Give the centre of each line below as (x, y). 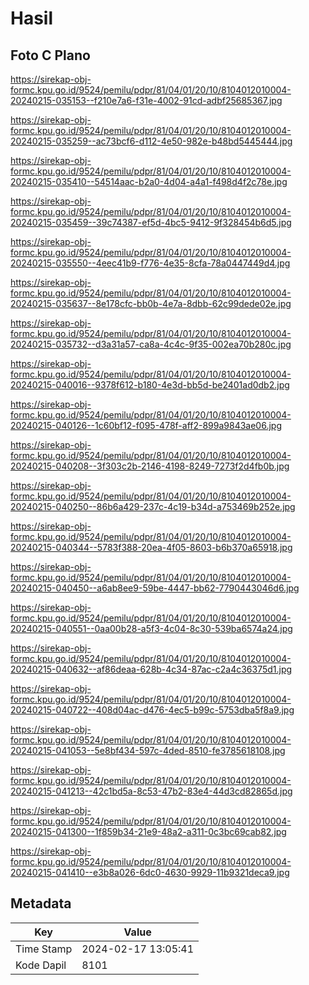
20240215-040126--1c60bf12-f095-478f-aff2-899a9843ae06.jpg (146, 425)
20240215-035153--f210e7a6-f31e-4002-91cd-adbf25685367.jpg (146, 100)
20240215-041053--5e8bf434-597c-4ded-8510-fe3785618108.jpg (148, 750)
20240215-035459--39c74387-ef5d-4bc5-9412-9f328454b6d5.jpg (151, 222)
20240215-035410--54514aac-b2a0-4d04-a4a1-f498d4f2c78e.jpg (149, 181)
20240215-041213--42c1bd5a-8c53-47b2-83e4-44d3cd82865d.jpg (151, 791)
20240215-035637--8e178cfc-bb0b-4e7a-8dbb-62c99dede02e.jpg (151, 303)
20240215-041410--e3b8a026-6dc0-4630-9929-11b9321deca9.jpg (150, 872)
